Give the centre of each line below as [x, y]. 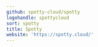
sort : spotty [23, 23]
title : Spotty [24, 29]
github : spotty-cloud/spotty [43, 12]
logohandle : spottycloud [38, 18]
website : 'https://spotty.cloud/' [50, 35]
